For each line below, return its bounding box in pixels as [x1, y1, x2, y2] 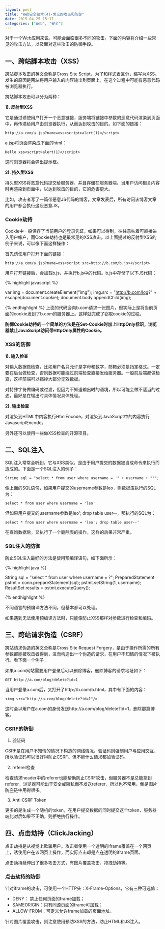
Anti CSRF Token [12, 797, 47, 803]
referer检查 [12, 764, 35, 770]
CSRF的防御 [5, 725, 34, 732]
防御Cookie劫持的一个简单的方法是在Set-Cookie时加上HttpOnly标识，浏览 [5, 321, 157, 327]
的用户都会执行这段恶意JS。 [5, 203, 62, 209]
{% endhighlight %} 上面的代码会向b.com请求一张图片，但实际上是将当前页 [5, 305, 158, 310]
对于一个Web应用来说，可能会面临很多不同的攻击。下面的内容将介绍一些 [5, 35, 152, 41]
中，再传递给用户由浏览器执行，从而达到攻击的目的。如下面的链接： [5, 121, 143, 127]
